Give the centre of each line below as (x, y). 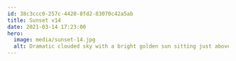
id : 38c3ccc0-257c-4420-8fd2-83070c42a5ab (70, 14)
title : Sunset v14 (34, 20)
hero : (15, 33)
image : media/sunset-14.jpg (55, 40)
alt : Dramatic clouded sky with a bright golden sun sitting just (113, 46)
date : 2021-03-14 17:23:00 (47, 27)
